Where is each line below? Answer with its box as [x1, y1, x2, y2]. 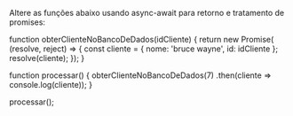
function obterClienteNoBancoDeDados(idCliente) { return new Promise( [9, 35, 274, 44]
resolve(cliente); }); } [9, 53, 85, 63]
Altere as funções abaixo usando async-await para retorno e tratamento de [9, 8, 285, 18]
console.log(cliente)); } [9, 80, 93, 89]
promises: [9, 17, 46, 27]
